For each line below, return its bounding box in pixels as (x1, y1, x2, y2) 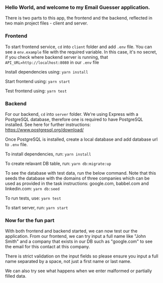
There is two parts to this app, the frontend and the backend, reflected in (5, 15, 153, 21)
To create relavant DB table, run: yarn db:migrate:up (5, 160, 111, 166)
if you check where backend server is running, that (5, 54, 109, 60)
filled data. (5, 273, 27, 279)
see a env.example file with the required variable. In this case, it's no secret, (5, 49, 157, 55)
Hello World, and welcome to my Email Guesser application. (5, 4, 150, 11)
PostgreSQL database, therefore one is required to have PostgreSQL (5, 116, 143, 122)
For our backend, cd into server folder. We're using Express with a (5, 111, 138, 117)
